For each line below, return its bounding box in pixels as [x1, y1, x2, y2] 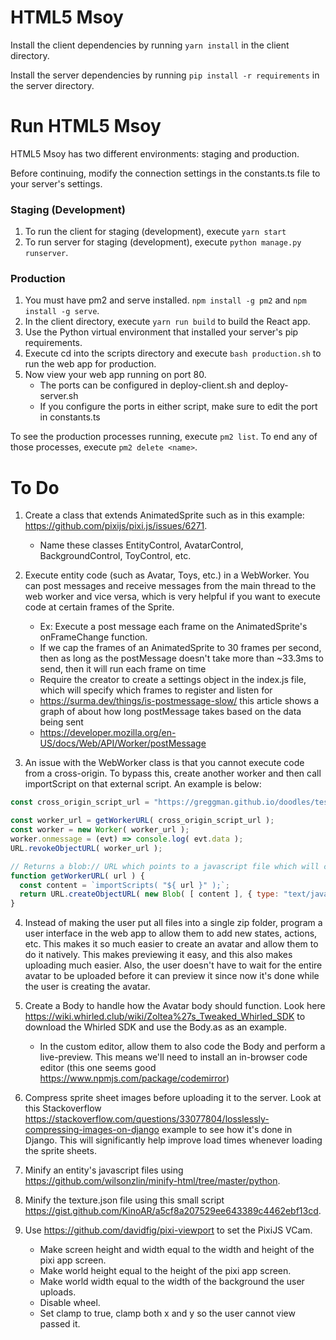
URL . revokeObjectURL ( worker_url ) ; [10, 843, 163, 853]
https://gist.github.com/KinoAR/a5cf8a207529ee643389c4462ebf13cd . [24, 1205, 322, 1217]
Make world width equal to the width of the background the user [39, 1276, 305, 1288]
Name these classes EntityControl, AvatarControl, [39, 539, 244, 551]
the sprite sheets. [24, 1145, 97, 1157]
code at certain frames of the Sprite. [24, 601, 175, 613]
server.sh [39, 390, 79, 402]
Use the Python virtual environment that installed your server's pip [24, 326, 299, 338]
